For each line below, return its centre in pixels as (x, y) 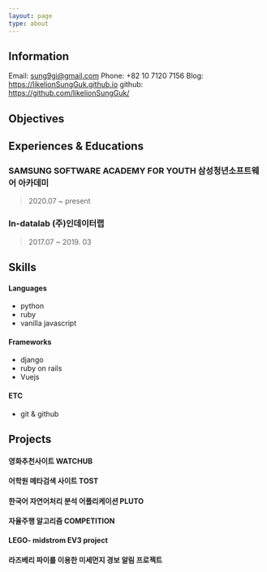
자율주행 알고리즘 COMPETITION (62, 521)
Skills (22, 267)
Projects (30, 439)
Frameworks (30, 342)
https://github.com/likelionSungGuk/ (69, 93)
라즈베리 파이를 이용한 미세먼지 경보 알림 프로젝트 (86, 560)
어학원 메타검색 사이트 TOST (54, 481)
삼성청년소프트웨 (228, 171)
